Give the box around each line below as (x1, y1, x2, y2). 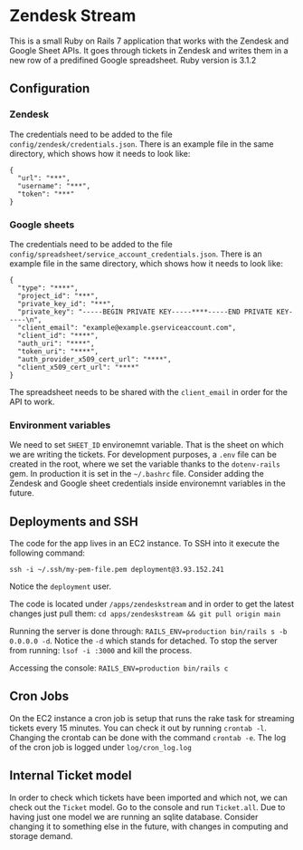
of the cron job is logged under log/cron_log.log (9, 741, 192, 752)
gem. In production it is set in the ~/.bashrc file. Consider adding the (9, 468, 264, 479)
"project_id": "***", (17, 291, 99, 300)
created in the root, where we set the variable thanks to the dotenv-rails (9, 459, 280, 469)
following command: (9, 547, 86, 558)
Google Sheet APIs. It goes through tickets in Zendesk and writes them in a (9, 44, 289, 55)
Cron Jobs (9, 689, 70, 704)
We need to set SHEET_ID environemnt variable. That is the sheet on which (9, 439, 285, 450)
